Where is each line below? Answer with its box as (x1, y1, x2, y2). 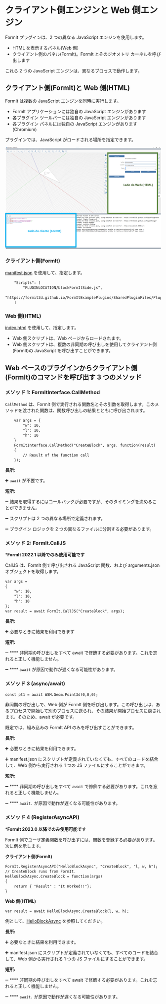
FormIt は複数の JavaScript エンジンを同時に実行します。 (5, 98, 122, 104)
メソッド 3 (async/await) (5, 680, 66, 687)
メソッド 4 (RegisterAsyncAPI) (5, 814, 80, 821)
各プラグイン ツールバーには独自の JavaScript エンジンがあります (12, 115, 146, 121)
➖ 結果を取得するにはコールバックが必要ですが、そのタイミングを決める (5, 498, 153, 504)
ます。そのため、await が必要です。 (5, 714, 78, 720)
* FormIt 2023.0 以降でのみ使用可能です (5, 826, 86, 832)
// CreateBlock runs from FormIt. (5, 869, 77, 874)
